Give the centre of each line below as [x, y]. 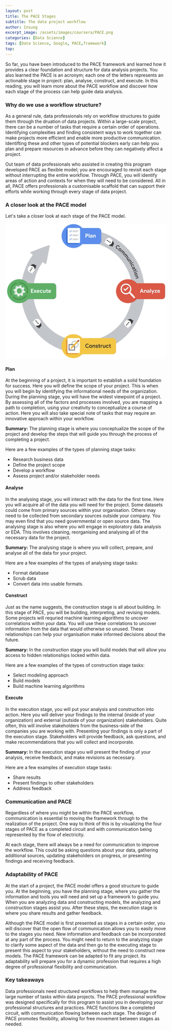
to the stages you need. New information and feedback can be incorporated [85, 934]
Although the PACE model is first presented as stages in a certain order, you [85, 923]
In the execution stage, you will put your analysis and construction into [80, 709]
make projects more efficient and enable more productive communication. [83, 138]
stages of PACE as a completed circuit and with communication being [79, 829]
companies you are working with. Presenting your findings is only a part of [84, 731]
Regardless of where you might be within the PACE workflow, [70, 813]
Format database [31, 573]
